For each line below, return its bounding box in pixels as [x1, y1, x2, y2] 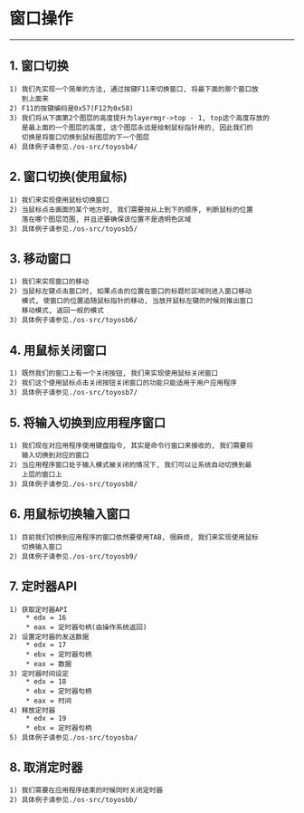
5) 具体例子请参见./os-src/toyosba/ [9, 732, 138, 742]
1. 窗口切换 [9, 58, 70, 73]
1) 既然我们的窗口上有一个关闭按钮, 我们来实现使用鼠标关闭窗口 [9, 368, 219, 378]
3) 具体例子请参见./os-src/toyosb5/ [9, 224, 138, 234]
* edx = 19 [25, 713, 67, 722]
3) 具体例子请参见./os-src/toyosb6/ [9, 316, 138, 325]
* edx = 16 [25, 613, 67, 622]
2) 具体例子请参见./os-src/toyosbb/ [9, 796, 138, 805]
